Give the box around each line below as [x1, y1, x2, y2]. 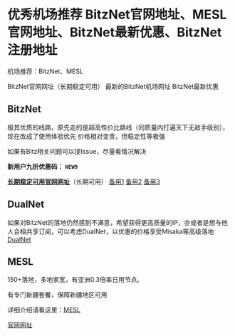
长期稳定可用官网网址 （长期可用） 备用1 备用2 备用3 [7, 177, 160, 186]
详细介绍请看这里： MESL [7, 305, 80, 314]
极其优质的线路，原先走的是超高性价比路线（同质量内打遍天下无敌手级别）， [7, 122, 229, 132]
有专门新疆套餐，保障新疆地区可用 [7, 290, 108, 299]
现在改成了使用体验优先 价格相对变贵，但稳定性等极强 [7, 132, 165, 140]
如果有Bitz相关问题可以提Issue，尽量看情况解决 [7, 147, 147, 155]
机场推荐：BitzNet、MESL [7, 67, 84, 75]
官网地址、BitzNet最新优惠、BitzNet [7, 24, 222, 41]
